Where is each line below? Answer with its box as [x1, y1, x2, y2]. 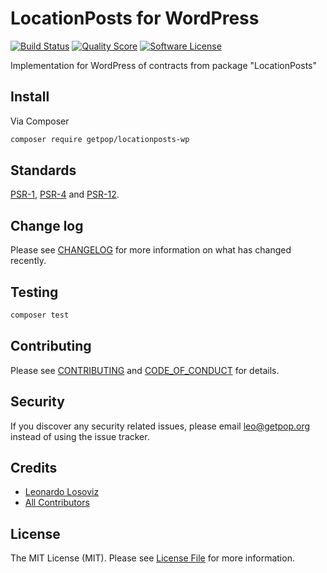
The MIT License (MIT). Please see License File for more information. [10, 552, 295, 564]
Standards [10, 162, 77, 179]
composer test [10, 310, 70, 321]
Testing [10, 283, 59, 301]
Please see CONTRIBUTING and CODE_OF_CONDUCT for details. [10, 364, 280, 376]
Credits [10, 459, 58, 476]
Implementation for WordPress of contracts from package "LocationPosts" [10, 59, 317, 71]
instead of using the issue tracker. [10, 430, 150, 442]
